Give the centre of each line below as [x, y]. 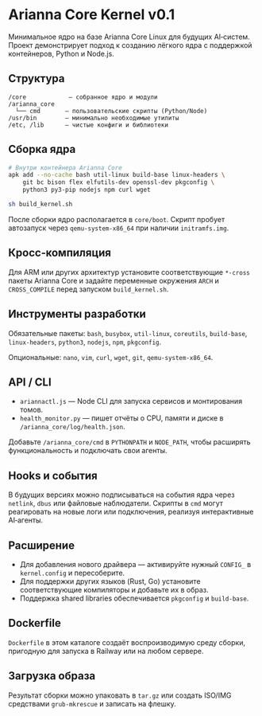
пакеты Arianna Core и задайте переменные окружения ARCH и [114, 280]
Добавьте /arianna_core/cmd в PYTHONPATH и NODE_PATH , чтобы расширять [130, 442]
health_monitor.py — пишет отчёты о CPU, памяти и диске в [121, 418]
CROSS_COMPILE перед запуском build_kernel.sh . [89, 289]
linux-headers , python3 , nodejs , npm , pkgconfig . [85, 342]
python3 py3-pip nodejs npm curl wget [87, 190]
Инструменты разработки [77, 314]
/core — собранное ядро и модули [83, 97]
